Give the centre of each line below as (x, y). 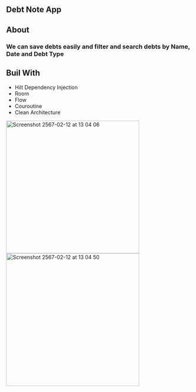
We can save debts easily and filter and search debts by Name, (98, 47)
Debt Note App (34, 10)
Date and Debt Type (35, 54)
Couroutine (28, 106)
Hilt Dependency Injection (46, 87)
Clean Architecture (37, 112)
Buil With (23, 73)
